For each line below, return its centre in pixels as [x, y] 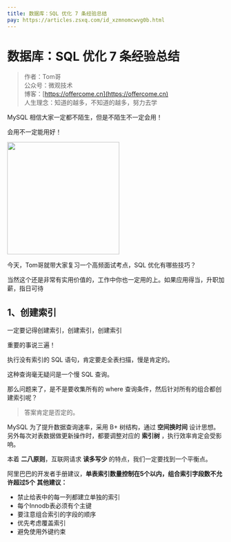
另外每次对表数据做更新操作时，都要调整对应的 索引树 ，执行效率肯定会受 [111, 436]
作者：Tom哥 [42, 77]
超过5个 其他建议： [40, 483]
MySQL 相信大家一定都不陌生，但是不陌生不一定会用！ [85, 118]
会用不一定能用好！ [34, 132]
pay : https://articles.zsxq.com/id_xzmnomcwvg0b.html [86, 20]
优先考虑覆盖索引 [41, 523]
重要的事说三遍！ [31, 345]
